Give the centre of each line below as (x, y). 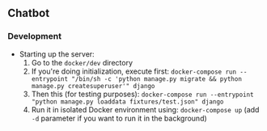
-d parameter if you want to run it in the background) (119, 118)
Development (35, 36)
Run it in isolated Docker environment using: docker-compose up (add (145, 109)
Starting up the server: (57, 54)
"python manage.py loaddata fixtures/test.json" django (127, 101)
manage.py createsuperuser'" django (93, 86)
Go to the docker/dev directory (82, 62)
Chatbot (29, 13)
